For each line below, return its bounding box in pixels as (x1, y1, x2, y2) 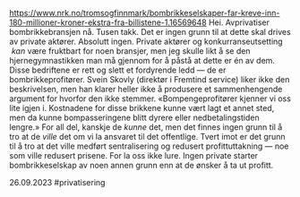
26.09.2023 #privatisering (9, 177, 106, 187)
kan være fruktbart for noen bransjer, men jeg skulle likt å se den (11, 46, 251, 56)
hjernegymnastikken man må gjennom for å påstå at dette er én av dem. (9, 56, 276, 65)
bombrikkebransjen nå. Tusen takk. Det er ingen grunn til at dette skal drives (9, 27, 291, 37)
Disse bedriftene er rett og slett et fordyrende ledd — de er (9, 64, 227, 75)
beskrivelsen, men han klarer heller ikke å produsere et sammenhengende (9, 84, 283, 94)
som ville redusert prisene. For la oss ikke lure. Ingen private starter (9, 150, 258, 160)
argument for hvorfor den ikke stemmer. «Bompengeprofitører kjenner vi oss (9, 93, 291, 104)
